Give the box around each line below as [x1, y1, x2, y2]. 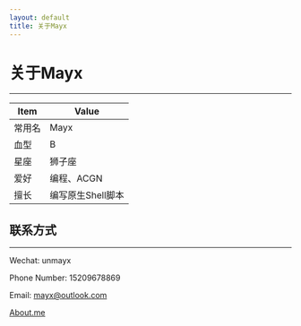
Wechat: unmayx [9, 255, 72, 266]
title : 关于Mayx [9, 21, 67, 30]
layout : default [9, 13, 70, 22]
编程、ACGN [49, 172, 103, 184]
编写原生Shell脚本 [49, 189, 125, 202]
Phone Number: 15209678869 [9, 272, 121, 283]
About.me [9, 307, 46, 318]
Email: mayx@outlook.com [9, 290, 107, 301]
